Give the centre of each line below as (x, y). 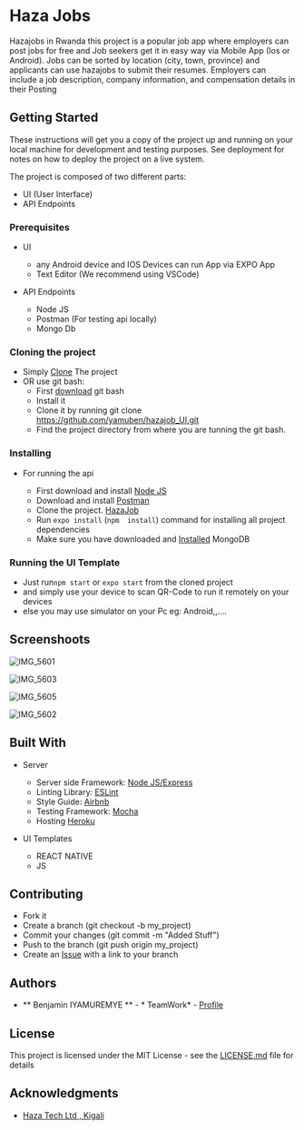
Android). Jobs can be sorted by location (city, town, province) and (135, 60)
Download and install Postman (93, 500)
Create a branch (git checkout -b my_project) (107, 926)
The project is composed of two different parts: (98, 176)
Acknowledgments (64, 1093)
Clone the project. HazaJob (87, 510)
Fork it (34, 916)
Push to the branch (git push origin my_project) (110, 945)
